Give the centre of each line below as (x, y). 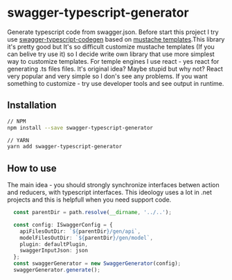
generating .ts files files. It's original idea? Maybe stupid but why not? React (115, 69)
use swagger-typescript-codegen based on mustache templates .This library (116, 39)
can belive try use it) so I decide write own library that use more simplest (111, 54)
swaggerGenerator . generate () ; (57, 270)
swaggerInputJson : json (54, 251)
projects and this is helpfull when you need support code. (89, 200)
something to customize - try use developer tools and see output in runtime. (116, 83)
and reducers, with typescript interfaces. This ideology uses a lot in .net (110, 193)
